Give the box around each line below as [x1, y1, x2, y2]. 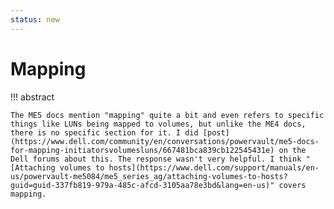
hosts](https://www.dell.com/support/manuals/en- [108, 162, 320, 173]
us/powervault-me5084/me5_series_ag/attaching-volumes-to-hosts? [10, 171, 288, 181]
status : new [10, 14, 60, 25]
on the [278, 145, 307, 155]
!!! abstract [10, 91, 55, 103]
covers [278, 180, 307, 190]
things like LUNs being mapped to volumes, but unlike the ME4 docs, [10, 119, 307, 129]
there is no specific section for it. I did [10, 127, 199, 138]
